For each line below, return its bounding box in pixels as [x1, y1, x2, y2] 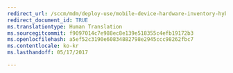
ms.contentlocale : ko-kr [7, 42, 79, 49]
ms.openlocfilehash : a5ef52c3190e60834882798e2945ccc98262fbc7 [7, 36, 194, 43]
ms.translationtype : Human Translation [7, 23, 123, 30]
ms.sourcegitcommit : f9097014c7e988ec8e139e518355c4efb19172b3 [7, 29, 194, 37]
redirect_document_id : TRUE [7, 17, 89, 24]
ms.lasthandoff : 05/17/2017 [7, 49, 89, 56]
